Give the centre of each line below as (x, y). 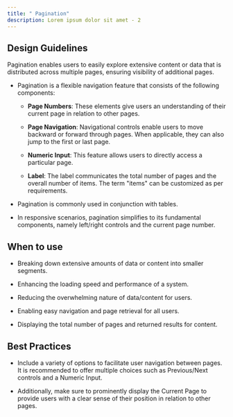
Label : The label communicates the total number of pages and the (122, 176)
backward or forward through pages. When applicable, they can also (126, 134)
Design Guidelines (48, 48)
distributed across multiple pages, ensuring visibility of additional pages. (111, 72)
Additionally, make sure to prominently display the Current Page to (112, 391)
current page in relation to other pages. (84, 114)
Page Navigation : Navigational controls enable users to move (115, 127)
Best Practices (39, 346)
